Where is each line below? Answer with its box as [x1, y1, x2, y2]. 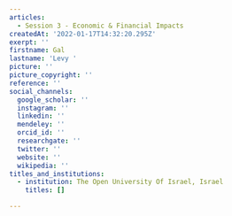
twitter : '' [17, 144, 62, 153]
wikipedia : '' [17, 161, 69, 170]
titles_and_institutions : [9, 169, 104, 178]
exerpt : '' [9, 37, 50, 47]
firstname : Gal [9, 46, 66, 55]
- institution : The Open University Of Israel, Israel [17, 178, 224, 187]
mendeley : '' [17, 120, 66, 129]
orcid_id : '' [17, 128, 66, 137]
